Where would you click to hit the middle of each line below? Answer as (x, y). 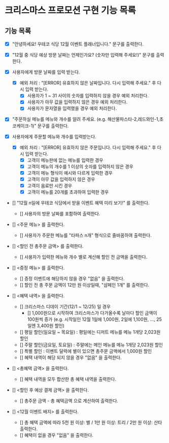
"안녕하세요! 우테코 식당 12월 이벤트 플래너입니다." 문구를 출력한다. (78, 44)
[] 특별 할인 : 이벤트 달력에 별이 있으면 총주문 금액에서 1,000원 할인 (86, 351)
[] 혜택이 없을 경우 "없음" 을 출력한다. (56, 435)
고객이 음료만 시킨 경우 (49, 185)
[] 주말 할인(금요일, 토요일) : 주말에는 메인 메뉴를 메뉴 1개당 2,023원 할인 (91, 345)
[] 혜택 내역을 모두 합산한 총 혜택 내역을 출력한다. (68, 379)
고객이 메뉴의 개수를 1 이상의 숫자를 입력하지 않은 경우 (80, 167)
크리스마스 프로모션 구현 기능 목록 (70, 10)
